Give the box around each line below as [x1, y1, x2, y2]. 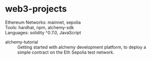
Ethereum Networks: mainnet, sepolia [5, 19, 81, 25]
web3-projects [5, 3, 67, 15]
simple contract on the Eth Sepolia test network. [17, 49, 114, 55]
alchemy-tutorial [5, 39, 38, 45]
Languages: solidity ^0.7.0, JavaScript [5, 30, 81, 35]
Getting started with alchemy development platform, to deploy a [17, 44, 146, 50]
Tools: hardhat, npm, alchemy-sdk [5, 24, 75, 30]
